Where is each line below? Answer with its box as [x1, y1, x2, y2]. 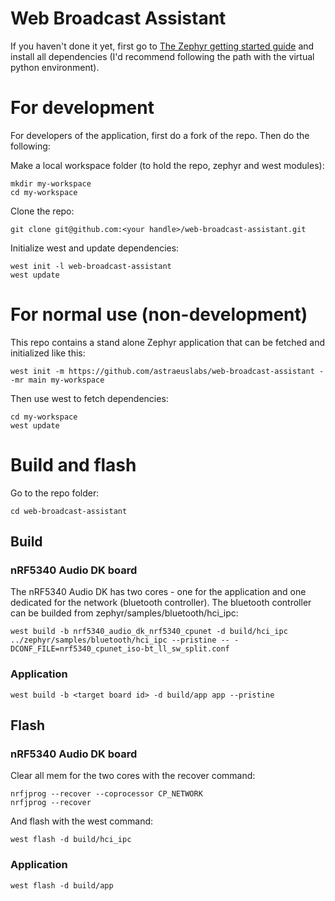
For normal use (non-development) [10, 303, 308, 326]
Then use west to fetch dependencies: [10, 392, 169, 404]
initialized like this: [10, 347, 86, 359]
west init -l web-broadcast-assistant [10, 261, 172, 271]
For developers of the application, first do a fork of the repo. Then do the [10, 129, 310, 141]
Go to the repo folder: [10, 487, 100, 499]
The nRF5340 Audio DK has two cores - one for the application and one [10, 586, 307, 598]
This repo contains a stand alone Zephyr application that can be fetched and [10, 336, 325, 348]
